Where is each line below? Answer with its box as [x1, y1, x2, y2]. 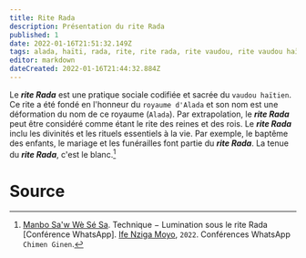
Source [9, 181, 66, 201]
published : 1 [9, 30, 59, 39]
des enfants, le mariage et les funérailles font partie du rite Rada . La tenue [9, 138, 290, 149]
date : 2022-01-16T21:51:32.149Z [9, 38, 132, 48]
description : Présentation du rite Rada [9, 22, 166, 31]
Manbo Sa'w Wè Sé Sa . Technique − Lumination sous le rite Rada [22, 220, 269, 231]
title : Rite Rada [9, 13, 76, 23]
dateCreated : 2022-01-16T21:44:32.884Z [9, 65, 161, 74]
